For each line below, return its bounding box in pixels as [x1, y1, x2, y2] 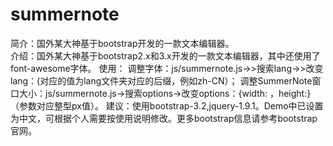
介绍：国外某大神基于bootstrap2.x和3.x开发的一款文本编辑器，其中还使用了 [10, 49, 321, 62]
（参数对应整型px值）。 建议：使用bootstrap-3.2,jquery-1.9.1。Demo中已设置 [10, 99, 324, 112]
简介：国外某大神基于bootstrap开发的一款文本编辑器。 [10, 37, 235, 49]
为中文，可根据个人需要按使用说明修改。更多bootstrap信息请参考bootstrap [10, 112, 318, 124]
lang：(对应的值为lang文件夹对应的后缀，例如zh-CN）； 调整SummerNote [10, 74, 313, 87]
